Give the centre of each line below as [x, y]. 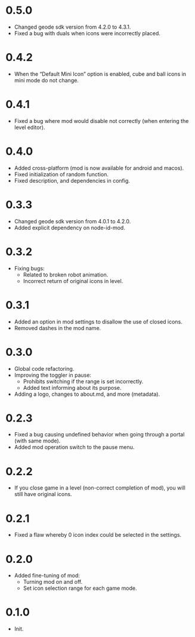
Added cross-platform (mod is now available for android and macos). [99, 168]
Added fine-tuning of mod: [47, 576]
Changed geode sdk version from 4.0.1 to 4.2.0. [72, 221]
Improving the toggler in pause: [53, 375]
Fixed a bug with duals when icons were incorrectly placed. [87, 33]
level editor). [30, 127]
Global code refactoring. [44, 368]
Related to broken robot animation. [66, 275]
